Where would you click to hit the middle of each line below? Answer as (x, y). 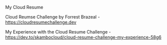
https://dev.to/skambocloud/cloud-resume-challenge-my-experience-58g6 (83, 37)
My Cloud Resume (24, 7)
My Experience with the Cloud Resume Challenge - (58, 32)
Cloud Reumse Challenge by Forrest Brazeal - (53, 17)
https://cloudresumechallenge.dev (41, 22)
